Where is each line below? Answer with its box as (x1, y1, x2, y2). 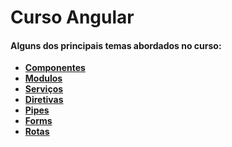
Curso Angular (10, 6, 135, 29)
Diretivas (24, 94, 64, 106)
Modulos (24, 72, 63, 85)
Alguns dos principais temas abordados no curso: (10, 39, 222, 51)
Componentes (24, 62, 86, 74)
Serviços (24, 83, 64, 95)
